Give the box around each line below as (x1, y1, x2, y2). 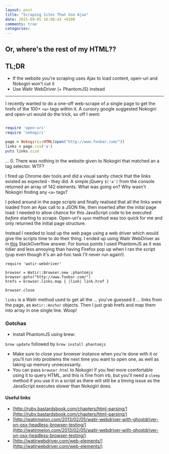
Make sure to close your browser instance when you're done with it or (12, 351, 158, 357)
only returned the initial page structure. (5, 220, 87, 226)
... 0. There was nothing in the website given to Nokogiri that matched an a (5, 157, 160, 164)
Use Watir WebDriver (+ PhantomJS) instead (12, 86, 105, 92)
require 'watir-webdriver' (5, 261, 62, 266)
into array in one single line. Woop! (5, 307, 77, 313)
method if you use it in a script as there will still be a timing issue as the (12, 378, 160, 383)
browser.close (5, 288, 35, 293)
